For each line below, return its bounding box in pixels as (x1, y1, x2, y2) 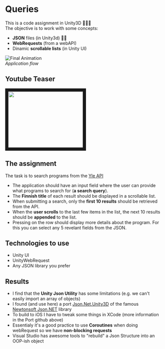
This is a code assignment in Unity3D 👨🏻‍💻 (5, 20, 91, 26)
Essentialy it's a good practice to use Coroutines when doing (12, 322, 138, 328)
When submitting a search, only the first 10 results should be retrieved (12, 198, 158, 204)
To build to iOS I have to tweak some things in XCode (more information (12, 312, 159, 318)
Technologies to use (5, 239, 70, 247)
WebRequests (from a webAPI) (12, 40, 77, 46)
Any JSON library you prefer (12, 263, 71, 269)
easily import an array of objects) (12, 296, 81, 302)
